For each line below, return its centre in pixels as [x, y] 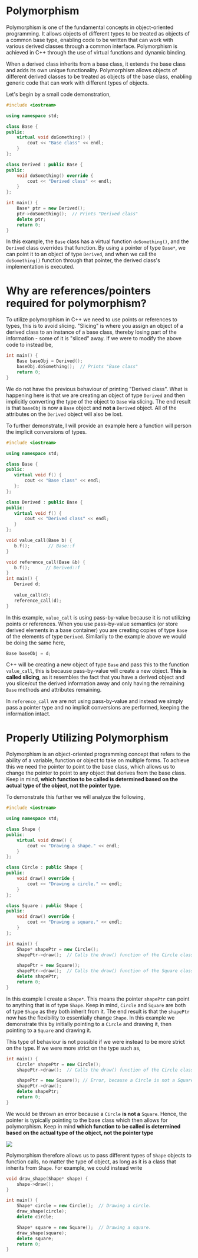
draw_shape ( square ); [42, 1233]
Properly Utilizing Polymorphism [88, 738]
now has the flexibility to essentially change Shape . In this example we [90, 1017]
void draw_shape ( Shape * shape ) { [47, 1179]
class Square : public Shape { [44, 906]
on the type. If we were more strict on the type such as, [73, 1048]
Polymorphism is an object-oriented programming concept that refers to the [98, 754]
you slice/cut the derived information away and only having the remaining [95, 683]
